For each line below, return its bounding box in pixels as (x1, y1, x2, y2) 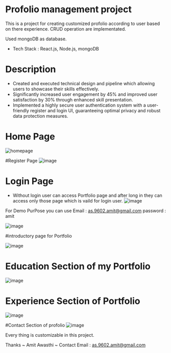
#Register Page (5, 157, 38, 164)
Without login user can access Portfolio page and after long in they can (12, 192, 162, 198)
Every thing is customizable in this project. (5, 332, 94, 338)
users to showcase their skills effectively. (12, 86, 100, 92)
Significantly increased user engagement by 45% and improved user (12, 91, 158, 97)
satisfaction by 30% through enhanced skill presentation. (12, 96, 133, 103)
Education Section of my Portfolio (5, 260, 151, 272)
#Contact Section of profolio (5, 322, 65, 328)
